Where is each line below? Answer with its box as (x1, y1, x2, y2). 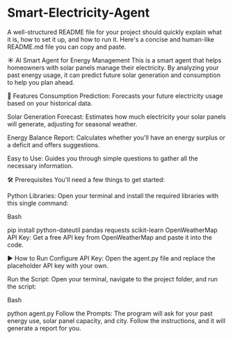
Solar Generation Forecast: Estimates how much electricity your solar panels (7, 113, 226, 121)
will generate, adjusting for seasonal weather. (7, 119, 138, 128)
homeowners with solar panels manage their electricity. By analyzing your (7, 63, 219, 72)
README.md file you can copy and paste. (7, 42, 127, 51)
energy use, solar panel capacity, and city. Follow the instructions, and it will (7, 316, 226, 324)
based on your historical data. (7, 99, 93, 107)
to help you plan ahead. (7, 78, 75, 86)
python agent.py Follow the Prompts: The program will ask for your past (7, 309, 213, 317)
